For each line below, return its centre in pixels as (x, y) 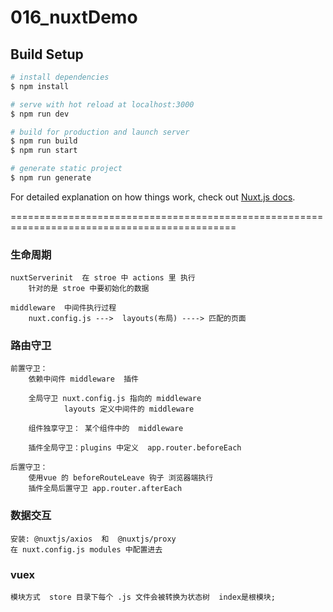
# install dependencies (60, 77)
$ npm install (40, 86)
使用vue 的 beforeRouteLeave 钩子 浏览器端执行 (121, 478)
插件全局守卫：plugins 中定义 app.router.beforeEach (135, 448)
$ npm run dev (40, 114)
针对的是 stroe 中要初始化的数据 (89, 289)
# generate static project (66, 169)
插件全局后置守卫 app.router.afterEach (105, 489)
